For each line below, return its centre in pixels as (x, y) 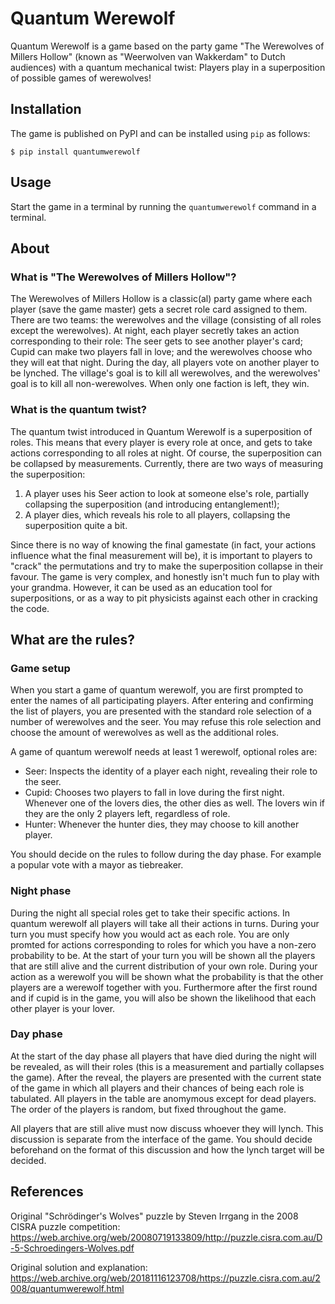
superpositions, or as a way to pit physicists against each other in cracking (164, 598)
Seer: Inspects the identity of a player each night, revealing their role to (171, 771)
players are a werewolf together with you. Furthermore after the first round (164, 987)
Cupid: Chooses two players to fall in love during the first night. (154, 793)
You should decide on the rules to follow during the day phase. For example (166, 854)
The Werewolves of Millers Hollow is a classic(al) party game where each (161, 299)
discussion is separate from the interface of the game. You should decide (161, 1139)
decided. (28, 1160)
